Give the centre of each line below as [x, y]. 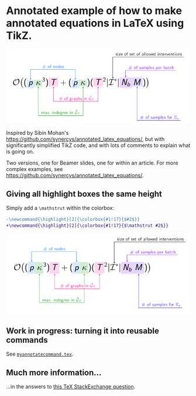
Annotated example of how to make [94, 11]
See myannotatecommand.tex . [40, 354]
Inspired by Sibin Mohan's [37, 133]
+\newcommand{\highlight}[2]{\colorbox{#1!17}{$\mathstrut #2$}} [87, 226]
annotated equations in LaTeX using [95, 23]
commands [27, 340]
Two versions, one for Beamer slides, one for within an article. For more [92, 163]
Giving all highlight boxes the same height [84, 194]
